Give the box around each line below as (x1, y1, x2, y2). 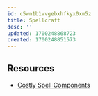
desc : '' (7, 23, 33, 30)
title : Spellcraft (7, 17, 60, 24)
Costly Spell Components (17, 81, 90, 89)
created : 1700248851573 (7, 36, 76, 43)
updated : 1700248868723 (7, 29, 76, 37)
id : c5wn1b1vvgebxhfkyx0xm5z (7, 10, 92, 18)
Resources (7, 62, 55, 74)
